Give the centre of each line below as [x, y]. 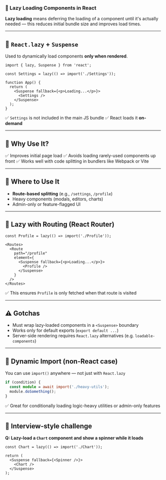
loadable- [145, 336]
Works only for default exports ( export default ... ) [65, 330]
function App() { [23, 83]
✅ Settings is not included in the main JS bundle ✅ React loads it [71, 118]
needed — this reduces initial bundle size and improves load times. [73, 24]
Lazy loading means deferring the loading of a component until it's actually [82, 19]
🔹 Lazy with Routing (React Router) [60, 224]
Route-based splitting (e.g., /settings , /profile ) [62, 193]
